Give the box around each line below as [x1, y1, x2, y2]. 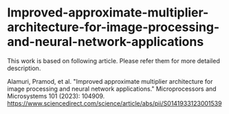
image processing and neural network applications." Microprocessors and [7, 84, 217, 93]
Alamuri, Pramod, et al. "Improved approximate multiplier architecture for [7, 77, 213, 85]
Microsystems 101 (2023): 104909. [7, 91, 105, 100]
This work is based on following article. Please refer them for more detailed [7, 56, 220, 65]
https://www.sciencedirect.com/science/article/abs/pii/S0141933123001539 [7, 99, 222, 107]
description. [7, 64, 41, 72]
